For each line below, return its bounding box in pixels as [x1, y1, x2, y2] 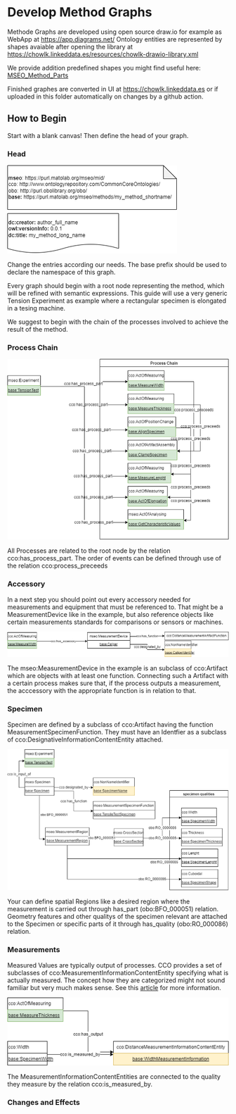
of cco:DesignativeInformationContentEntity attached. [7, 735, 164, 744]
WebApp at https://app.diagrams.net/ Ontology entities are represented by [7, 35, 223, 43]
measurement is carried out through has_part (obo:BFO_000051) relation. [7, 905, 219, 913]
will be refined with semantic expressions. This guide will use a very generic [7, 289, 228, 298]
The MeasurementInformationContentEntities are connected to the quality [7, 1072, 221, 1081]
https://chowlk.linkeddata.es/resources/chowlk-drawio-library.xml [7, 50, 199, 58]
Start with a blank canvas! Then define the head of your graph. [7, 131, 189, 139]
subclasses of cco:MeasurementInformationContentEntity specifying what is [7, 968, 229, 977]
